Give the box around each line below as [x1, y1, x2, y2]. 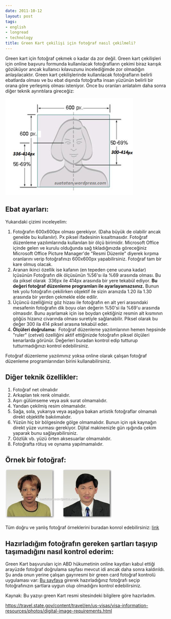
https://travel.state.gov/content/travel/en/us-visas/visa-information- [5, 603, 149, 609]
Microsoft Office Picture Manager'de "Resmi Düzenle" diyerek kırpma [12, 250, 159, 256]
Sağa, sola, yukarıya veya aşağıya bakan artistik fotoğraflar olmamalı [12, 408, 157, 414]
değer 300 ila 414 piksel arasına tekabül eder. [12, 321, 109, 327]
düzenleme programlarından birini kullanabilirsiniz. [5, 358, 111, 364]
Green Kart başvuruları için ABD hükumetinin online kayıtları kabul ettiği [5, 561, 155, 567]
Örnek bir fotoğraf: [5, 455, 66, 464]
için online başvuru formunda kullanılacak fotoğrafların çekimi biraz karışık [5, 60, 162, 67]
